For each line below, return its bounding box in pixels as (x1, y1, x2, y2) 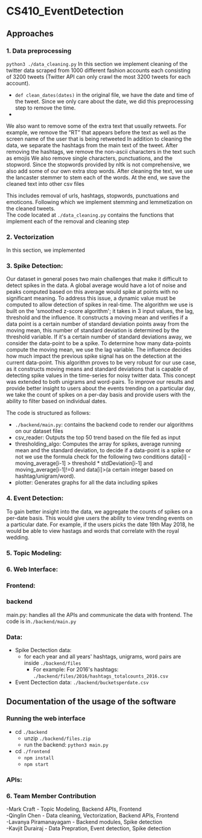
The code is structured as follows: (6, 409, 91, 417)
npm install (24, 755, 54, 761)
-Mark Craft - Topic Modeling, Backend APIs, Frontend (6, 805, 142, 813)
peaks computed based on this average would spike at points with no (6, 288, 179, 295)
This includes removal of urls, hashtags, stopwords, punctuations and (6, 192, 179, 199)
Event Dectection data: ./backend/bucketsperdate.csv (14, 679, 149, 686)
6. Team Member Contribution (6, 791, 96, 800)
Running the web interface (6, 714, 86, 723)
